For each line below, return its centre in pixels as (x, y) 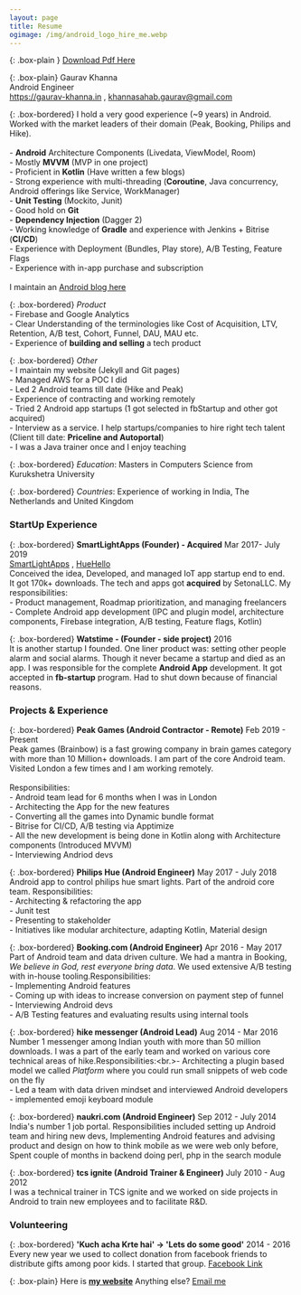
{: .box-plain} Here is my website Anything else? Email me (118, 1281)
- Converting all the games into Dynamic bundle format (112, 816)
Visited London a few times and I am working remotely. (112, 768)
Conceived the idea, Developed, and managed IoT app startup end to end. (147, 573)
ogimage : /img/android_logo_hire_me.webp (89, 34)
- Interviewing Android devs (61, 1005)
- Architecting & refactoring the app (75, 901)
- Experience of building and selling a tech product (105, 343)
